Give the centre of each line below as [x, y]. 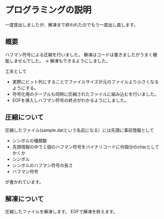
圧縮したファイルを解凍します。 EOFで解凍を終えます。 [61, 212]
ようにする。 [25, 88]
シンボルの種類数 [30, 141]
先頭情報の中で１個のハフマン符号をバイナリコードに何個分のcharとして [86, 146]
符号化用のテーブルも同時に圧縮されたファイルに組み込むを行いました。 [85, 94]
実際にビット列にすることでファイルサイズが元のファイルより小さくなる [85, 81]
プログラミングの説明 [49, 10]
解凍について [25, 199]
